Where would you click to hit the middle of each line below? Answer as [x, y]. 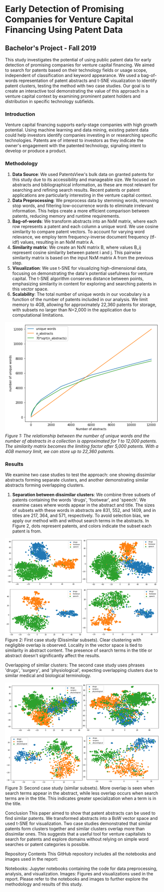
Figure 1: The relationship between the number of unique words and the [77, 436]
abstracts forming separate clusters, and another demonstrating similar [77, 480]
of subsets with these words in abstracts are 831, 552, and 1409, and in [84, 510]
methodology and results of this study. [44, 884]
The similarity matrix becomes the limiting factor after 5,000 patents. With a [82, 446]
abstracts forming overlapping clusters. [45, 485]
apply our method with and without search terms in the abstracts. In [81, 521]
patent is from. [27, 531]
